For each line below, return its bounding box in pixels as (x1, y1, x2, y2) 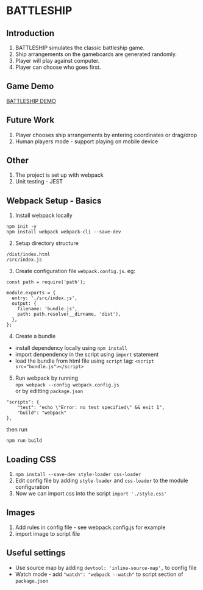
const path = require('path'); (6, 279, 86, 285)
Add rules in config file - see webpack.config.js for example (15, 524, 166, 531)
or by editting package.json (15, 388, 84, 395)
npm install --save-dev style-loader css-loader (15, 472, 141, 478)
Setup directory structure (15, 240, 79, 247)
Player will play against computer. (15, 57, 100, 64)
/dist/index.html (6, 251, 51, 258)
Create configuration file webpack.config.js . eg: (15, 268, 136, 275)
